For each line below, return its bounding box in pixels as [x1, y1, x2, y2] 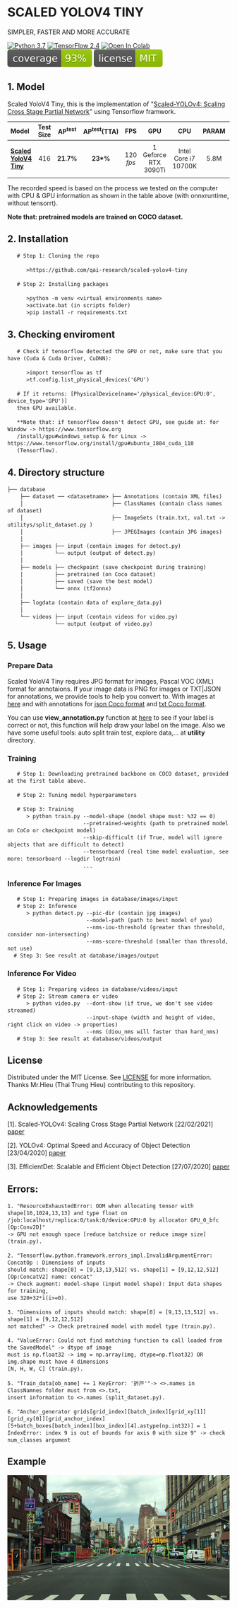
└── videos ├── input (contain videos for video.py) [20, 613, 178, 620]
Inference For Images [7, 878, 83, 888]
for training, [7, 1287, 49, 1294]
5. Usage [7, 640, 47, 652]
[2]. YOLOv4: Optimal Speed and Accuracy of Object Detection [7, 1141, 190, 1150]
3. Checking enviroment [7, 328, 115, 340]
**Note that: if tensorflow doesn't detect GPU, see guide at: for [16, 419, 219, 426]
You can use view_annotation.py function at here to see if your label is [7, 713, 214, 722]
